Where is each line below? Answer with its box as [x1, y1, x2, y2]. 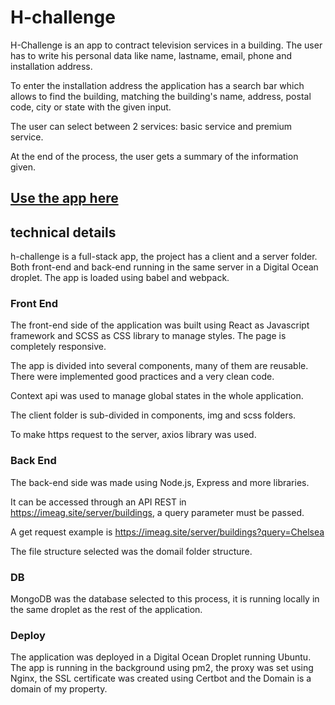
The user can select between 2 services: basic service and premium [10, 120, 293, 132]
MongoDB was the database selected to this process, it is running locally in [10, 593, 320, 605]
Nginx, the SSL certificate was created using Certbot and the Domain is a [10, 672, 312, 685]
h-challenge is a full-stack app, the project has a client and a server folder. [10, 251, 318, 263]
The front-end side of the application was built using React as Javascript [10, 319, 310, 331]
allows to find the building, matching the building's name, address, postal [10, 90, 312, 102]
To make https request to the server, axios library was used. [10, 429, 257, 441]
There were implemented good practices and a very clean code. [10, 371, 275, 383]
